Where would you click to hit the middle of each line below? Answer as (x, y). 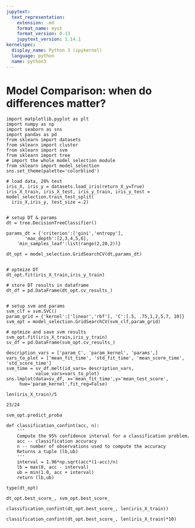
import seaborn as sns (34, 129)
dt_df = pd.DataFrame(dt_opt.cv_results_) (59, 291)
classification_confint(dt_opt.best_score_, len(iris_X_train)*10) (92, 519)
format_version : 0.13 (43, 34)
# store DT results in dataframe (48, 286)
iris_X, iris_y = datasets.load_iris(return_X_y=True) (76, 187)
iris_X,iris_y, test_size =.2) (50, 203)
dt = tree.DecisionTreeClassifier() (51, 223)
